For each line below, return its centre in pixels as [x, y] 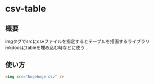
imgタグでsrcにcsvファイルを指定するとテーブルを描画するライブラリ [78, 41]
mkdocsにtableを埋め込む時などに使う [45, 47]
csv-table [26, 9]
